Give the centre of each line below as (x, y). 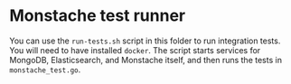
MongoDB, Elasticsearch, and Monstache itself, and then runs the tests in (146, 60)
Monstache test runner (98, 16)
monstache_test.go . (45, 70)
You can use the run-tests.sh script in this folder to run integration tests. (145, 41)
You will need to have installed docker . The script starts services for (135, 50)
